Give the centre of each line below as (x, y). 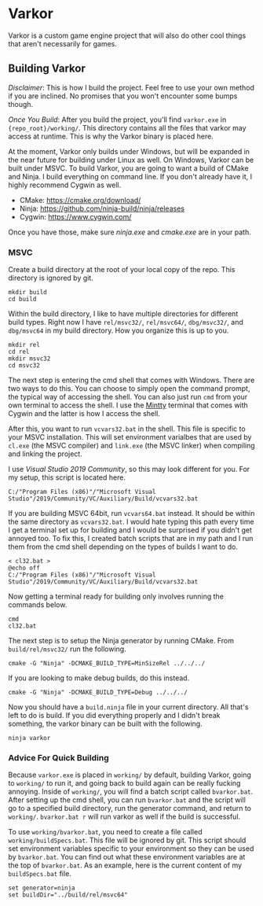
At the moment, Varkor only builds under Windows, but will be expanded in (129, 151)
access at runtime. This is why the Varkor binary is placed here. (111, 136)
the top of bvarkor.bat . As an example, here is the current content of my (125, 865)
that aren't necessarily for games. (63, 43)
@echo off (24, 568)
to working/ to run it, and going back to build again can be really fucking (124, 783)
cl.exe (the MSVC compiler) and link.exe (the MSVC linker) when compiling (131, 446)
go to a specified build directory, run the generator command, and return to (130, 808)
